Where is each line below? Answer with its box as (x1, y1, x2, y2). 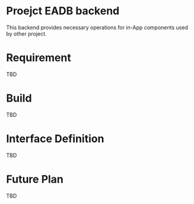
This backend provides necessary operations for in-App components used (6, 24, 188, 31)
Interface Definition (6, 132, 104, 145)
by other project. (6, 30, 47, 37)
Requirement (6, 51, 71, 65)
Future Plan (6, 172, 64, 186)
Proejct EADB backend (6, 4, 120, 18)
